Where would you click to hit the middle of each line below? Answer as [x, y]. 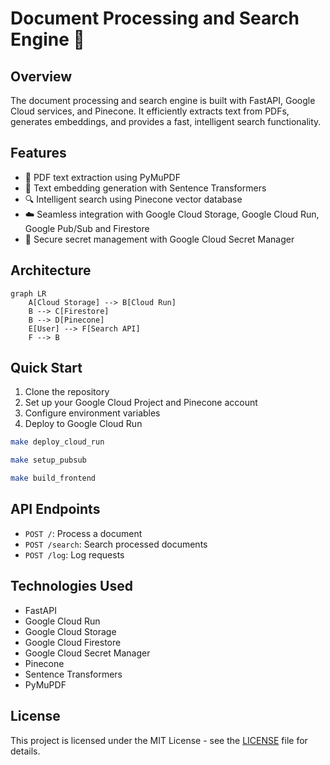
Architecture [51, 270]
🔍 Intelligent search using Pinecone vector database [133, 199]
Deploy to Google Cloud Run [83, 424]
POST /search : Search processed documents [116, 544]
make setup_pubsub [48, 460]
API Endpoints [55, 509]
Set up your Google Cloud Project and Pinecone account [141, 403]
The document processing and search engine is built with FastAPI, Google [163, 100]
